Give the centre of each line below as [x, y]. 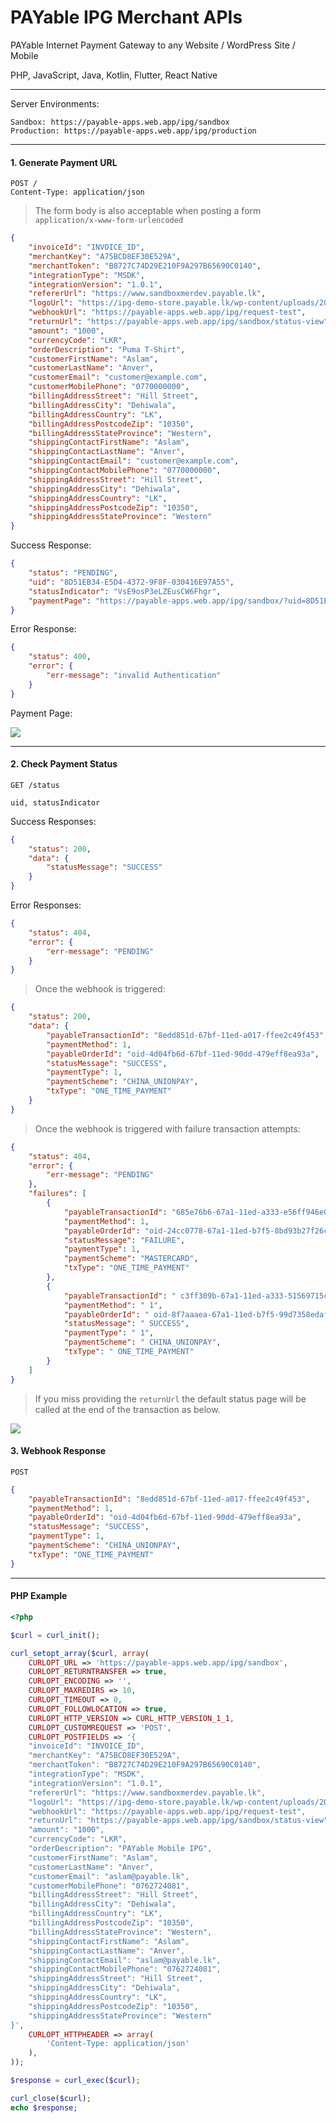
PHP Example [39, 1596]
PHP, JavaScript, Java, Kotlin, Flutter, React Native [114, 75]
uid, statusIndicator [55, 802]
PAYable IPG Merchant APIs [126, 17]
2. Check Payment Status [64, 764]
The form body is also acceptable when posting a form [148, 211]
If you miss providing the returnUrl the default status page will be [170, 1398]
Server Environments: [55, 103]
